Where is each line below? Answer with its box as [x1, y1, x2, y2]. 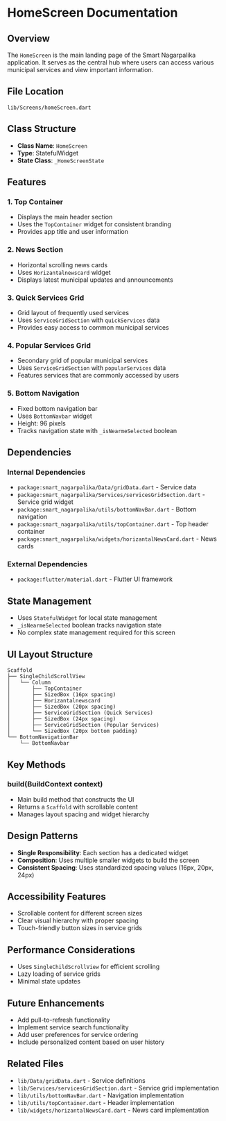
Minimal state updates [17, 977, 81, 986]
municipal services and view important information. [7, 66, 154, 74]
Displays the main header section [17, 213, 113, 221]
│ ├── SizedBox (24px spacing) [7, 716, 116, 723]
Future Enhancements [7, 997, 105, 1009]
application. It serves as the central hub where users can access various [7, 58, 214, 67]
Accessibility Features [7, 891, 106, 902]
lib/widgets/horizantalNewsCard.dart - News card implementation [17, 1106, 209, 1114]
